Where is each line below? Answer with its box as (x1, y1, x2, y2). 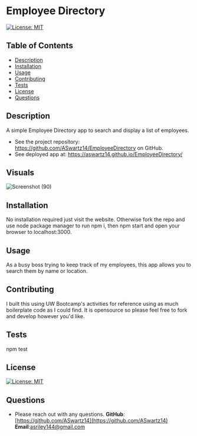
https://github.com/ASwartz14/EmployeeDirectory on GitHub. (14, 144, 163, 151)
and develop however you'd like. (6, 312, 85, 319)
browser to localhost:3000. (6, 229, 72, 236)
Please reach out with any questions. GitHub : (14, 411, 125, 418)
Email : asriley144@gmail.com (14, 423, 86, 431)
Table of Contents (6, 41, 74, 51)
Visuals (6, 167, 34, 177)
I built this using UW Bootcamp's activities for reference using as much (6, 300, 179, 307)
